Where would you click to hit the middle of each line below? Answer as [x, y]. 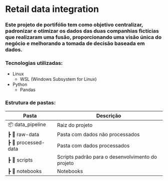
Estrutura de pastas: [30, 103]
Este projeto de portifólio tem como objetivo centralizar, [74, 25]
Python [20, 85]
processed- [31, 142]
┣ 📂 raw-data [23, 134]
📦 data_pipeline [27, 124]
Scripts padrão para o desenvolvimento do [107, 157]
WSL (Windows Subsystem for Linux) [58, 79]
